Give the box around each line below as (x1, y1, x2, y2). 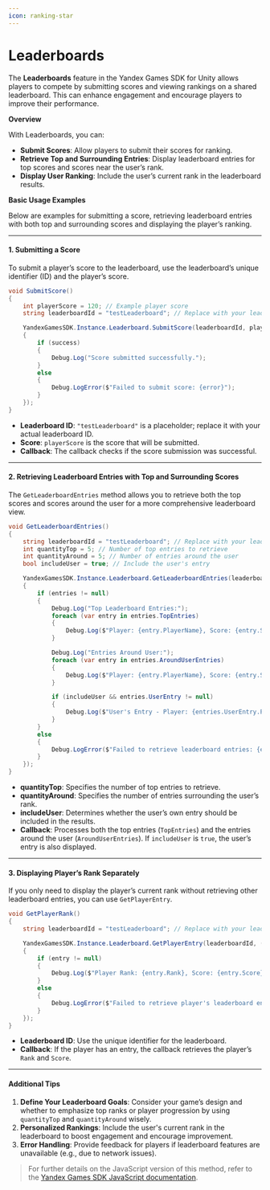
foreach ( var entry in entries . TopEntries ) (51, 611, 199, 620)
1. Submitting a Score (8, 245, 80, 255)
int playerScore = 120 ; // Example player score (22, 302, 189, 310)
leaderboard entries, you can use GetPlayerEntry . (8, 894, 173, 904)
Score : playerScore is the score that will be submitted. (19, 437, 199, 447)
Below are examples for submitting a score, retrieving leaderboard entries (8, 211, 252, 220)
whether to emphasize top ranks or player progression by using (19, 1106, 231, 1115)
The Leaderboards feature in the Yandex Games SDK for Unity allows (8, 73, 239, 83)
